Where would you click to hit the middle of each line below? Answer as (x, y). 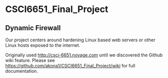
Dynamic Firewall (33, 28)
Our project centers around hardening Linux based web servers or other (80, 40)
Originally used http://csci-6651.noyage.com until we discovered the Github (84, 55)
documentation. (22, 71)
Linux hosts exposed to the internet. (43, 45)
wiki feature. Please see (30, 60)
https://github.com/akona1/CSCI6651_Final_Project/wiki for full (70, 66)
